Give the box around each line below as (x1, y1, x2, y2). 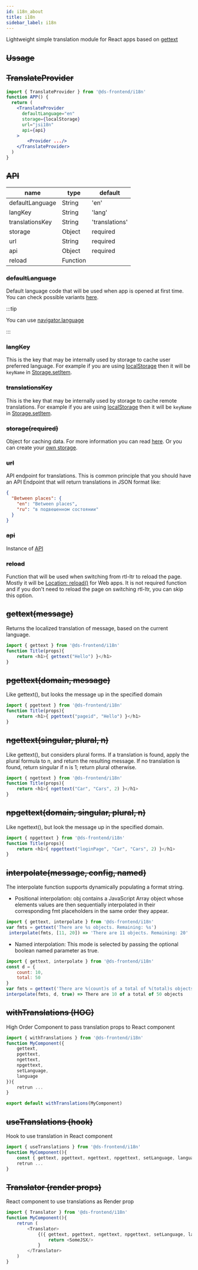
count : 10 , (16, 969, 44, 976)
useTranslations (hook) (6, 1117, 93, 1127)
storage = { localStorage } (21, 116, 81, 122)
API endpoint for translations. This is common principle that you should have (6, 472, 192, 480)
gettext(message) (6, 609, 74, 619)
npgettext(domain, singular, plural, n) (6, 808, 146, 818)
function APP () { (6, 94, 49, 101)
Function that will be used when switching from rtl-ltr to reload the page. (6, 573, 182, 580)
